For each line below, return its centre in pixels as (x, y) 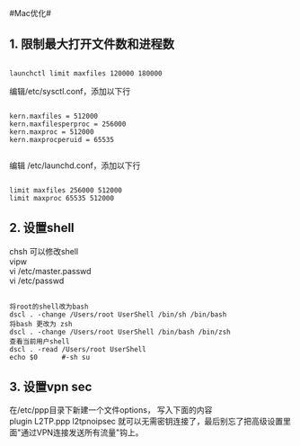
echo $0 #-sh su (50, 357)
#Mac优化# (31, 13)
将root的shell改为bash (49, 307)
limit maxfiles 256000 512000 (66, 190)
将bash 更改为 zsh (41, 324)
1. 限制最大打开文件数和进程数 (92, 45)
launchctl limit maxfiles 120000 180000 (86, 73)
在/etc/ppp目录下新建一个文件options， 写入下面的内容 (111, 410)
